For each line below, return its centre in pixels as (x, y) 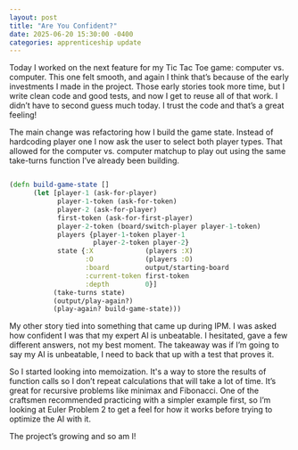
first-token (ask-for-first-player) (125, 218)
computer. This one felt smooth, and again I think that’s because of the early (149, 78)
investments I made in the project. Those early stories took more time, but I (147, 86)
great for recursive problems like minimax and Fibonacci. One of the (134, 391)
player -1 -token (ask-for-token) (117, 201)
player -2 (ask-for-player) (107, 209)
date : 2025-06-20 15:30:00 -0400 (71, 34)
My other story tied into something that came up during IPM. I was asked (143, 326)
